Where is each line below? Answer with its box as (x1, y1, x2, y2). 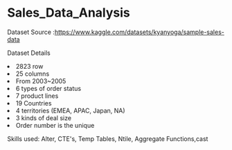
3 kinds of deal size (16, 113, 71, 122)
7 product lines (16, 92, 59, 100)
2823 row (16, 62, 44, 70)
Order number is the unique (16, 121, 95, 129)
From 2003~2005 (16, 76, 66, 85)
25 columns (16, 69, 50, 78)
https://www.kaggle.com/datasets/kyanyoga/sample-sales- (54, 28, 225, 36)
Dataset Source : (7, 28, 55, 36)
